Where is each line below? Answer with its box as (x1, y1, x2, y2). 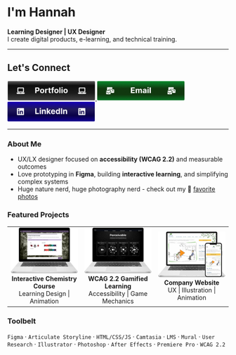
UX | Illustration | (167, 285, 216, 294)
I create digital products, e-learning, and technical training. (7, 34, 178, 43)
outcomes (17, 162, 47, 171)
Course (33, 282, 55, 290)
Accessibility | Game (88, 290, 148, 298)
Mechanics (102, 297, 134, 306)
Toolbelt (7, 316, 37, 326)
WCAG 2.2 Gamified (88, 275, 148, 283)
